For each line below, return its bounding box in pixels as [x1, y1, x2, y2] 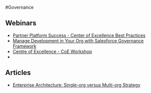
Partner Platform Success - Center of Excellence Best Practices [12, 32, 146, 38]
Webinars [5, 19, 36, 27]
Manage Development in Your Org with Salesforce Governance [12, 37, 144, 43]
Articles [5, 68, 31, 77]
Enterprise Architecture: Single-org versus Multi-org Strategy [12, 82, 141, 88]
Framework [12, 43, 36, 49]
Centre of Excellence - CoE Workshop [12, 48, 92, 55]
